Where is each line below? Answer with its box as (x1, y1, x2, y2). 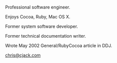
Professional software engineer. (5, 4, 71, 10)
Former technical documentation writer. (5, 33, 86, 39)
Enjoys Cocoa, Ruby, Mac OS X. (5, 14, 71, 19)
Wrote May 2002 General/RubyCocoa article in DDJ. (5, 43, 113, 49)
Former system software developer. (5, 23, 78, 29)
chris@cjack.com (5, 52, 41, 58)
